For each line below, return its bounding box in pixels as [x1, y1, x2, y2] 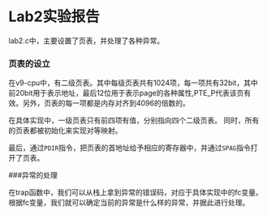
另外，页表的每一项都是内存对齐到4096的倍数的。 [22, 98, 191, 108]
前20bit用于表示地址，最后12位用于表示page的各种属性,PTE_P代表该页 [8, 88, 244, 98]
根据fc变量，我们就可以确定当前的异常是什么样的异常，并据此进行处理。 [8, 198, 250, 208]
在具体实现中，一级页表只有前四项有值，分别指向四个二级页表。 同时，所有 [8, 115, 260, 126]
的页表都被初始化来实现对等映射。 [8, 126, 123, 135]
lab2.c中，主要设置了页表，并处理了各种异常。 [8, 36, 165, 45]
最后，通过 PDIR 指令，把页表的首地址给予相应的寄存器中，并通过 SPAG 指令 [8, 143, 252, 153]
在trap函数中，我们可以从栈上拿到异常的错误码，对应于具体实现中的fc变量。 [8, 187, 264, 197]
